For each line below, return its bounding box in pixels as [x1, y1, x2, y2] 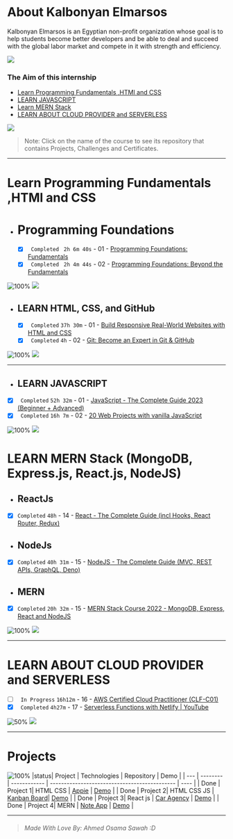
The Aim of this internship [7, 72, 97, 82]
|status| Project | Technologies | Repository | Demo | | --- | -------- [32, 772, 223, 780]
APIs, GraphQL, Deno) [17, 566, 81, 574]
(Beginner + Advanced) [17, 404, 85, 413]
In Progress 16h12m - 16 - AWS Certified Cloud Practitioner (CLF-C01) [20, 695, 218, 703]
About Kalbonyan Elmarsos [7, 4, 168, 20]
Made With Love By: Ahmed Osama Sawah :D [24, 824, 156, 832]
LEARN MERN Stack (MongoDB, [7, 450, 193, 466]
